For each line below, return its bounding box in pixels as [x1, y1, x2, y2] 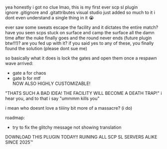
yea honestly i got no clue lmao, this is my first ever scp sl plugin [5, 4, 138, 10]
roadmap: [5, 115, 25, 121]
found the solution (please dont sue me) [5, 46, 87, 51]
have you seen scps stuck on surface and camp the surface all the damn [5, 30, 155, 35]
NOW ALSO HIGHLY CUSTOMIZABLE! [12, 80, 91, 86]
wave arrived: [5, 61, 33, 66]
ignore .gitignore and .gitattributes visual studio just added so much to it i [5, 9, 156, 15]
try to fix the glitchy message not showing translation [12, 124, 122, 130]
